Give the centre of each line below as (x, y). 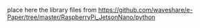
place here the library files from (52, 10)
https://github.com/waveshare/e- (145, 10)
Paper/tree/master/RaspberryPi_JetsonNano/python (81, 17)
